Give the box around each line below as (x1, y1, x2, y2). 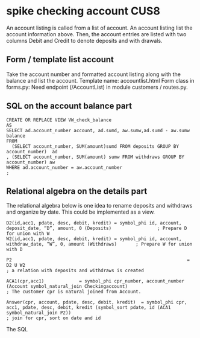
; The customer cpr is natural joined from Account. (6, 289, 142, 295)
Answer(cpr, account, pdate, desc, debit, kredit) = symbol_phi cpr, (6, 299, 187, 305)
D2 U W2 (6, 263, 26, 269)
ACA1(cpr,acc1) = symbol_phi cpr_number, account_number (6, 278, 185, 284)
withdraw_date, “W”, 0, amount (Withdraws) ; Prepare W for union (6, 241, 193, 247)
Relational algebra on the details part (6, 186, 148, 196)
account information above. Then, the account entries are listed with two (6, 30, 187, 37)
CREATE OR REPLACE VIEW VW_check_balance (6, 116, 112, 123)
